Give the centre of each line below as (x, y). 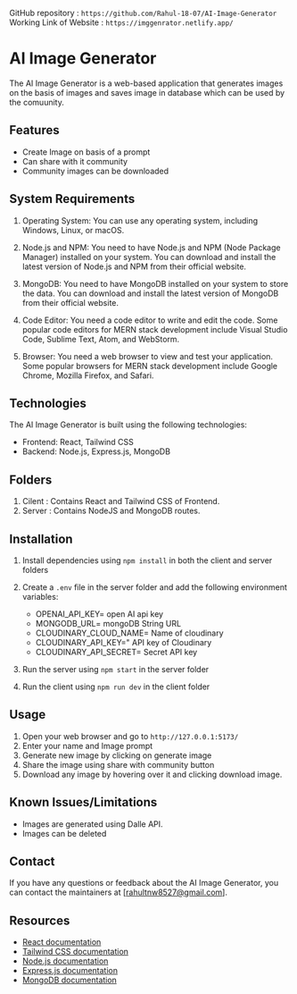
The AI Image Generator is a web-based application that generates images (146, 83)
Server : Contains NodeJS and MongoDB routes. (111, 511)
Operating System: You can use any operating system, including (140, 220)
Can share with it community (74, 161)
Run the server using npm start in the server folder (115, 669)
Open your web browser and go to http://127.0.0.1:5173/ (130, 736)
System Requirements (72, 199)
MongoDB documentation (70, 980)
